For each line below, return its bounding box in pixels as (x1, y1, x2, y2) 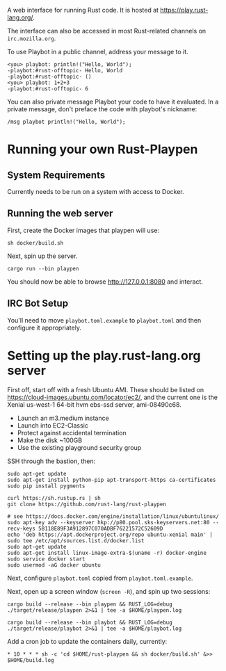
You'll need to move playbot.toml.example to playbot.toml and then (7, 316, 202, 324)
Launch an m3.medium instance (17, 414, 109, 422)
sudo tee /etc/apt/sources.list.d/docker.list (7, 537, 145, 544)
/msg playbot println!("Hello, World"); (7, 118, 127, 125)
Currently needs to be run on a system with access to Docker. (7, 188, 184, 195)
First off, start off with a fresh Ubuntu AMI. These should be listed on (7, 385, 204, 394)
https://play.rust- (159, 6, 209, 14)
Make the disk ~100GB (17, 436, 82, 444)
